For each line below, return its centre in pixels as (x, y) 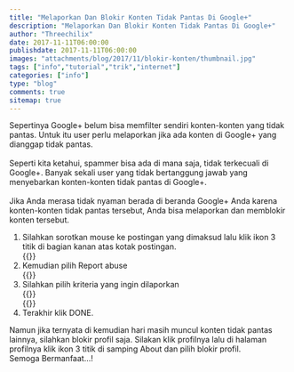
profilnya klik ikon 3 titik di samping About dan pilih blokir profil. (125, 349)
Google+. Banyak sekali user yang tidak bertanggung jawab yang (129, 173)
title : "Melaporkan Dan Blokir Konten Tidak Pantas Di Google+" (131, 17)
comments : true (37, 92)
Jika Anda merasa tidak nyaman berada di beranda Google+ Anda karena (143, 201)
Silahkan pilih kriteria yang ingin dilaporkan (100, 285)
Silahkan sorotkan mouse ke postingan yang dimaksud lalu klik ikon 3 (149, 238)
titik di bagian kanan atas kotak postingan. (99, 247)
